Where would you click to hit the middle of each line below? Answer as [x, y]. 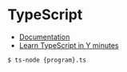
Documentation [44, 37]
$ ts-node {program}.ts [47, 60]
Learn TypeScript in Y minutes [69, 45]
